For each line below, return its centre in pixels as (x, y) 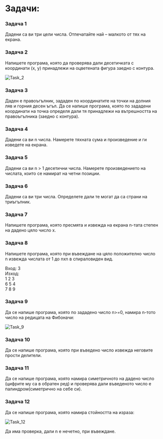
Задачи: (22, 9)
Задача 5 (16, 158)
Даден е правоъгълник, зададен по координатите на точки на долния (78, 101)
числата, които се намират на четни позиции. (53, 173)
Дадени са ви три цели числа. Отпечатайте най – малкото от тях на (75, 34)
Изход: (12, 273)
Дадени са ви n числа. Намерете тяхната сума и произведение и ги (76, 140)
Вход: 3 (13, 268)
